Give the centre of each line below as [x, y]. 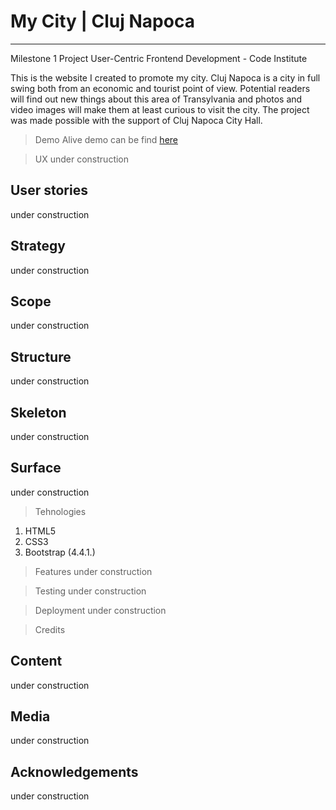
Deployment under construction [100, 610]
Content [36, 661]
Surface [36, 468]
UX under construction [82, 159]
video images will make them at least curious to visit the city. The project [160, 109]
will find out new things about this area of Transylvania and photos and [156, 99]
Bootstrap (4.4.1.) [60, 552]
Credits [50, 629]
